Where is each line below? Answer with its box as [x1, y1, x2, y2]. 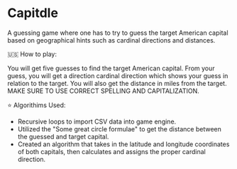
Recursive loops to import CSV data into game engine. [17, 117, 177, 126]
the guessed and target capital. [17, 132, 109, 141]
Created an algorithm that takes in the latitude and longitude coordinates [17, 140, 230, 148]
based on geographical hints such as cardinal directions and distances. [7, 36, 216, 44]
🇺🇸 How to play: [7, 50, 57, 58]
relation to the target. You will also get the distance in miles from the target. [7, 79, 227, 87]
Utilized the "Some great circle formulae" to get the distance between [17, 124, 222, 133]
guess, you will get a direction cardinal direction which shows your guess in [7, 71, 228, 80]
